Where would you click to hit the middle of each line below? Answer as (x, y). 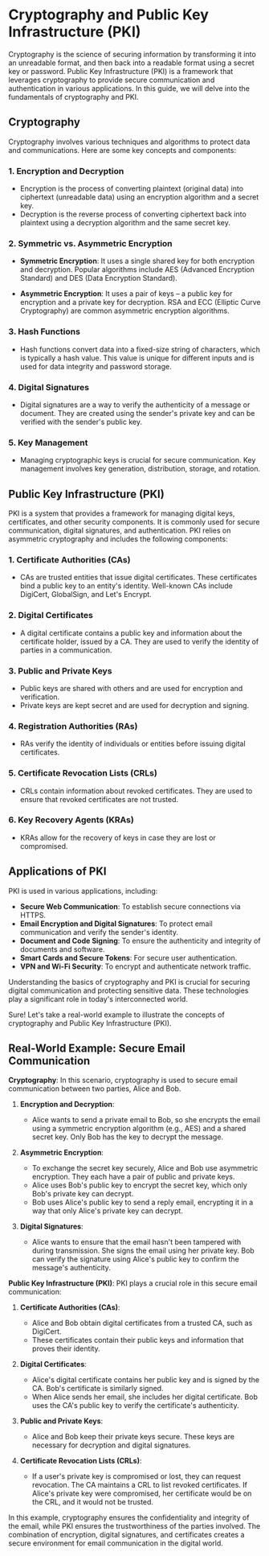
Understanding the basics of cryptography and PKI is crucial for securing (129, 982)
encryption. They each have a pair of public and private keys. (133, 1177)
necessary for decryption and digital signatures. (111, 1445)
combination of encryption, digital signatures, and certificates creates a (126, 1535)
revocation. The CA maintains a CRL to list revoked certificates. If (139, 1485)
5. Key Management (48, 443)
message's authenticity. (71, 1268)
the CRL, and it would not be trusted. (93, 1502)
